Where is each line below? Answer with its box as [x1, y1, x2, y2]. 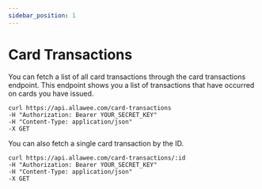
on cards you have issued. [8, 89, 94, 98]
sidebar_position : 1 [8, 11, 77, 20]
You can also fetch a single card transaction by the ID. [8, 138, 184, 148]
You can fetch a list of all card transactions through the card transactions [8, 72, 246, 81]
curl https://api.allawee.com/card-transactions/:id [8, 153, 186, 162]
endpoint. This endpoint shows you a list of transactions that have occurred [8, 80, 255, 89]
